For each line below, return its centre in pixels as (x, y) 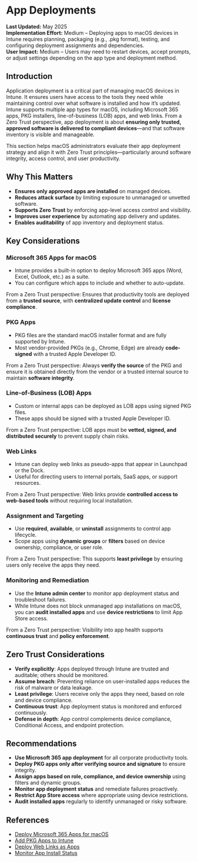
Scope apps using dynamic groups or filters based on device (90, 541)
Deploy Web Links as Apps (47, 847)
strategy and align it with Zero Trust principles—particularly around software (98, 152)
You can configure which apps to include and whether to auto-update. (100, 283)
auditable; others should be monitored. (61, 675)
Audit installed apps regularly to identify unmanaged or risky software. (101, 801)
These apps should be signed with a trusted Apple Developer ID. (93, 418)
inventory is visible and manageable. (51, 134)
